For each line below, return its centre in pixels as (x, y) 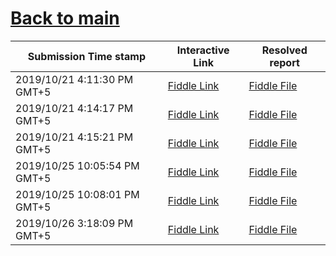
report (284, 62)
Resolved (284, 50)
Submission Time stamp (86, 56)
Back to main (65, 18)
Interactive (203, 50)
